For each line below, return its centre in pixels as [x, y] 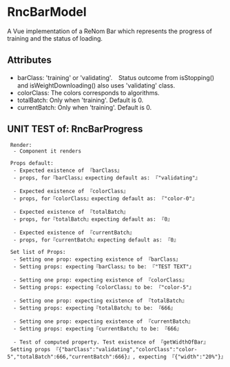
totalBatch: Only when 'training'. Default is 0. [80, 100]
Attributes [29, 60]
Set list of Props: [38, 252]
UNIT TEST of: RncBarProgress [75, 129]
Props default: [32, 163]
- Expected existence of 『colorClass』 [71, 191]
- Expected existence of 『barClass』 [68, 170]
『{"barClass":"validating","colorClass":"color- [125, 349]
